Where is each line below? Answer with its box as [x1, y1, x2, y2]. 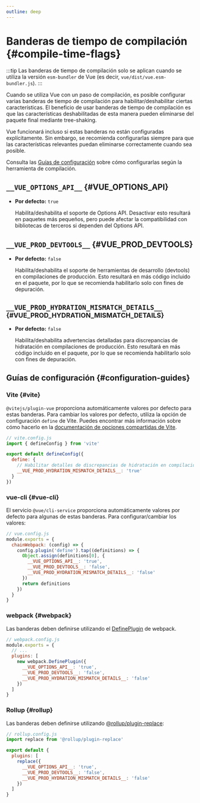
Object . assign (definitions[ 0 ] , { [21, 553, 105, 559]
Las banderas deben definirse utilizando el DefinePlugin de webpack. [6, 625, 177, 632]
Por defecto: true [14, 198, 59, 205]
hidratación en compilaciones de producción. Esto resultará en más [14, 343, 180, 350]
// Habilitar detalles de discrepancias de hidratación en [17, 463, 167, 469]
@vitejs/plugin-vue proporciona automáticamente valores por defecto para [6, 404, 192, 411]
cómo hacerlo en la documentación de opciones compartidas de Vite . [6, 423, 177, 430]
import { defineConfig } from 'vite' [6, 441, 100, 447]
